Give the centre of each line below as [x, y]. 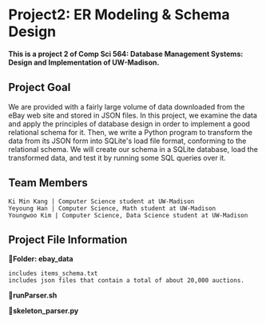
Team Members [48, 183]
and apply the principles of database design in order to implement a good [129, 124]
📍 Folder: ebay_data [41, 259]
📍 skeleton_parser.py [44, 311]
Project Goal [40, 88]
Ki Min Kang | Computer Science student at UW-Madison [101, 201]
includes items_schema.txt [53, 273]
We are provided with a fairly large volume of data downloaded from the [127, 106]
